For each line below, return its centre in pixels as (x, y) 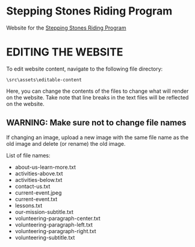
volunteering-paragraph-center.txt (57, 218)
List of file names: (28, 155)
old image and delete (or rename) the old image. (66, 143)
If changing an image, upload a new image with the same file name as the (97, 137)
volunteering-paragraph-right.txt (55, 231)
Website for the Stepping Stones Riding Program (66, 28)
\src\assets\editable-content (44, 80)
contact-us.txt (32, 186)
